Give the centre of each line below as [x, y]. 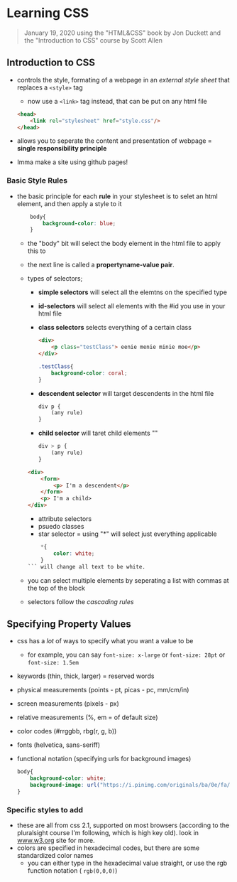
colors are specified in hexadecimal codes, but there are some [108, 848]
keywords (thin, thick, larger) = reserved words [86, 676]
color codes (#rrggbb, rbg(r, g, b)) [67, 731]
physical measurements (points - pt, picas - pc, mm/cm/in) [103, 690]
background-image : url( [65, 785]
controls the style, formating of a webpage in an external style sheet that [123, 80]
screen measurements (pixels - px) [68, 704]
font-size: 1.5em [53, 663]
